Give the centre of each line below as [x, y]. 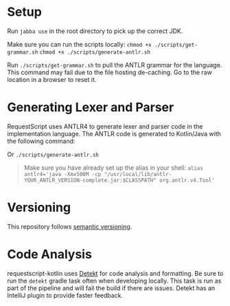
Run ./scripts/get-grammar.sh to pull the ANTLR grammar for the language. [115, 65]
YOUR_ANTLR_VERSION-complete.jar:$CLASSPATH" [90, 180]
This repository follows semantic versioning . [70, 226]
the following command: [41, 141]
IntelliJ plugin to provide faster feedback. [65, 295]
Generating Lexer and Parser [91, 108]
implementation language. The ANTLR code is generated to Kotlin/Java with [114, 133]
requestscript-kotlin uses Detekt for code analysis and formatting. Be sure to [115, 273]
